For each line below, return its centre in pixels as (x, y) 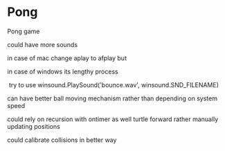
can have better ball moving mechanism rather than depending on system (112, 98)
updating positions (34, 126)
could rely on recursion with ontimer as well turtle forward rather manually (113, 119)
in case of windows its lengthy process (63, 71)
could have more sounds (43, 44)
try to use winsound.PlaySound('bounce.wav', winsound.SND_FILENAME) (114, 85)
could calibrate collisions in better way (62, 140)
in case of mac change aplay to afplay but (67, 58)
